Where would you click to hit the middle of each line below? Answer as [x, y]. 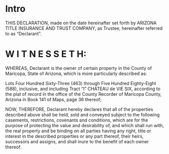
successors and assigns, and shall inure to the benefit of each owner [77, 141]
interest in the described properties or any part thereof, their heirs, [74, 136]
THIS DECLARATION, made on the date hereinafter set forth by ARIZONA [81, 23]
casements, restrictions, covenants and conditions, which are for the [77, 120]
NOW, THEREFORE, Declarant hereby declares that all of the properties [79, 109]
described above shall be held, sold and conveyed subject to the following [83, 114]
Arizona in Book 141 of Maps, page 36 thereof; [54, 99]
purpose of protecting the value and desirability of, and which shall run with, [85, 125]
